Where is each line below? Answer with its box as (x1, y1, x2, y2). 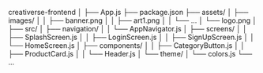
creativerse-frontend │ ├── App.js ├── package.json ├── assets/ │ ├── (8, 8, 249, 16)
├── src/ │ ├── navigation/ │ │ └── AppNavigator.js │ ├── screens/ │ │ (8, 24, 247, 33)
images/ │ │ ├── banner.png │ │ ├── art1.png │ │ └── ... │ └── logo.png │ (8, 16, 257, 25)
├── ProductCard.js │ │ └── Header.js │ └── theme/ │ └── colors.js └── (8, 49, 253, 58)
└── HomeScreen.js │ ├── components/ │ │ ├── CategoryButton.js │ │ (8, 41, 246, 50)
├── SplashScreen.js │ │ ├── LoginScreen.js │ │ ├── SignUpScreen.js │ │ (8, 32, 255, 42)
